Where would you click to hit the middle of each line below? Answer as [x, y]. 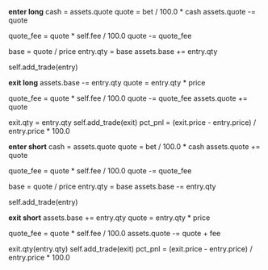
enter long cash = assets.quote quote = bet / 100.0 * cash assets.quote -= [132, 12]
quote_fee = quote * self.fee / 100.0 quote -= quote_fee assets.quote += [128, 98]
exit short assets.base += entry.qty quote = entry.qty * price [109, 218]
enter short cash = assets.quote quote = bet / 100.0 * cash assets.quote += [134, 147]
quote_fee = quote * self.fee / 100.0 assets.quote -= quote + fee [115, 233]
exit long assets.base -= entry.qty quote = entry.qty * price [107, 83]
